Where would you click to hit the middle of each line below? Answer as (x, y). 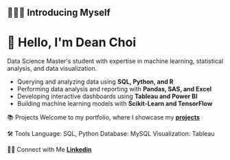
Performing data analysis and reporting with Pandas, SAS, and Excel (114, 89)
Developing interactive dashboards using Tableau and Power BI (107, 96)
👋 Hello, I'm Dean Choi (72, 42)
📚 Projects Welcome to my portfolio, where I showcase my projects (104, 117)
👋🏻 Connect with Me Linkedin (49, 150)
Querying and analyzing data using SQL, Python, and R (95, 82)
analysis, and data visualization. (52, 69)
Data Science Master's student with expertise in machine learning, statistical (115, 61)
